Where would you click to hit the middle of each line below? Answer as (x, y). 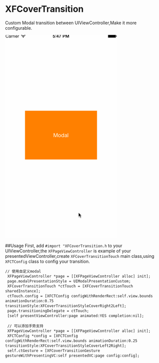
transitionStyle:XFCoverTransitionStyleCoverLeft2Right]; (66, 346)
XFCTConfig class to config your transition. (48, 261)
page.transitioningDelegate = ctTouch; (48, 311)
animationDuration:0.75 (30, 301)
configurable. (19, 28)
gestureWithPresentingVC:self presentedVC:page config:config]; (72, 356)
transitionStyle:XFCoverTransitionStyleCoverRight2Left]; (66, 306)
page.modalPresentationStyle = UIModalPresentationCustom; (69, 281)
